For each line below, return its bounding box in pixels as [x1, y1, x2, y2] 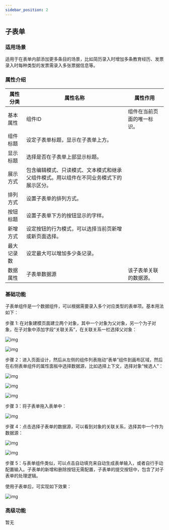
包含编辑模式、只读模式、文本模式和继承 [26, 166, 122, 173]
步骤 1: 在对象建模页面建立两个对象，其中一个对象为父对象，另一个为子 [5, 320, 152, 326]
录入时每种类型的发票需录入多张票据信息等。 [5, 63, 98, 69]
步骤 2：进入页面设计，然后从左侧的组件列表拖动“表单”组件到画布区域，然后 [5, 357, 163, 363]
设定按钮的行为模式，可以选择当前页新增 [26, 225, 122, 232]
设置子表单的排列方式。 [26, 195, 82, 202]
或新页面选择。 [26, 232, 62, 240]
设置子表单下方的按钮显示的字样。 [26, 212, 107, 219]
